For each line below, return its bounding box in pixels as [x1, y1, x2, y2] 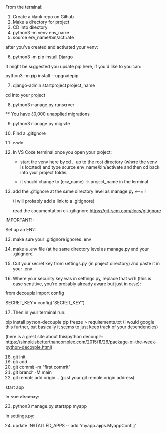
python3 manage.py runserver [12, 102, 75, 108]
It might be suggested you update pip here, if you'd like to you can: [5, 64, 142, 69]
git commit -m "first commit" [12, 364, 71, 370]
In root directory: [5, 394, 40, 399]
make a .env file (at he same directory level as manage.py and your [12, 246, 149, 252]
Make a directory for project [12, 19, 70, 25]
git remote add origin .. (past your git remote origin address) [12, 375, 135, 380]
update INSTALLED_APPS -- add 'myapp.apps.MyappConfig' [12, 423, 137, 428]
